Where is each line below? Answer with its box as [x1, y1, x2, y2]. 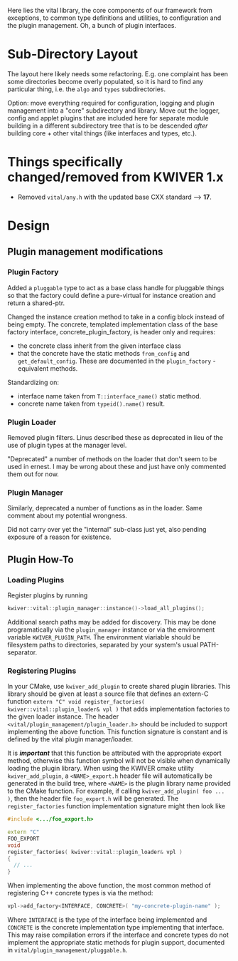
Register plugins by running [7, 591, 88, 600]
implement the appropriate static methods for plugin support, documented [7, 938, 225, 947]
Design [7, 217, 50, 234]
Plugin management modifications [7, 246, 163, 258]
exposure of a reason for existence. [7, 533, 112, 541]
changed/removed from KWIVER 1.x [7, 169, 224, 185]
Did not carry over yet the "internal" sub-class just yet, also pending [7, 525, 207, 534]
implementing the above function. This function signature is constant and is [7, 727, 229, 736]
